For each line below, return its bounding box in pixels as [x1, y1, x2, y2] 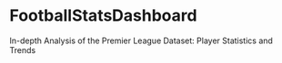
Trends [9, 44, 36, 55]
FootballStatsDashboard [9, 5, 197, 26]
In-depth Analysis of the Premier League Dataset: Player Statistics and [9, 35, 273, 46]
